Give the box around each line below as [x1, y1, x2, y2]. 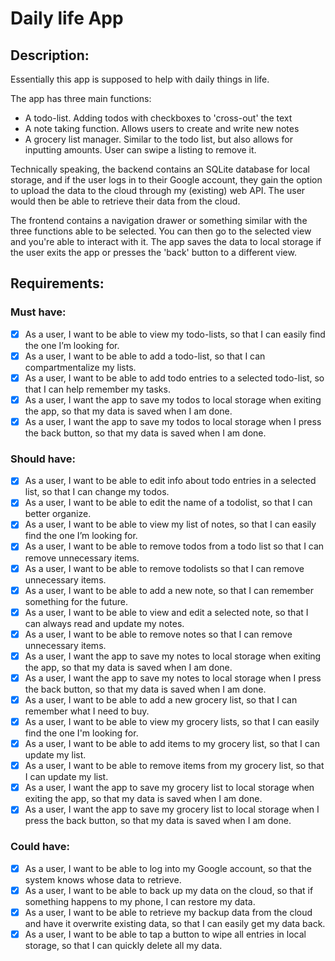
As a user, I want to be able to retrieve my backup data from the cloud [24, 906, 313, 918]
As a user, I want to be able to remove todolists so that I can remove [24, 562, 305, 574]
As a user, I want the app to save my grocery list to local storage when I [24, 803, 320, 816]
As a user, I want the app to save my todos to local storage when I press [24, 415, 322, 427]
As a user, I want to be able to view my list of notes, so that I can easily [24, 518, 317, 531]
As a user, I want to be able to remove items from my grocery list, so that [24, 760, 325, 772]
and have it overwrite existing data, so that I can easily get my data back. [24, 917, 326, 929]
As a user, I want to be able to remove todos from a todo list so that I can [24, 540, 325, 552]
